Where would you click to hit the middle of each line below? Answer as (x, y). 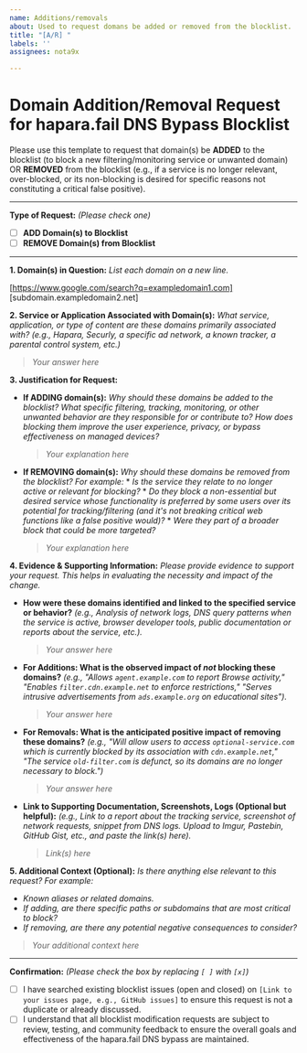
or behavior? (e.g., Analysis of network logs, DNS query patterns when (157, 613)
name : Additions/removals (58, 18)
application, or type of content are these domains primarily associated (143, 325)
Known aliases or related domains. (88, 898)
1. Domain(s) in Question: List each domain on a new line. (119, 270)
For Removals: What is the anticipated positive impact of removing (152, 732)
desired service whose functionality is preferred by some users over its (157, 501)
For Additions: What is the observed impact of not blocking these (149, 668)
